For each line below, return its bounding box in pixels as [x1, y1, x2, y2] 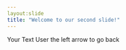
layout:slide [7, 10, 44, 17]
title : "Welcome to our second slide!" [7, 16, 121, 23]
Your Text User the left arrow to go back [7, 35, 120, 43]
